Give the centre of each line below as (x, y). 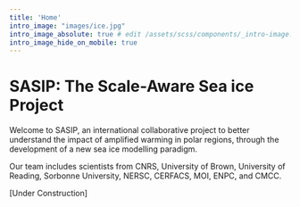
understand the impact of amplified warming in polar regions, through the (144, 140)
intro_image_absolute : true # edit (75, 34)
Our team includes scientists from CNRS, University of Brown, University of (147, 167)
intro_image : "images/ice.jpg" (67, 26)
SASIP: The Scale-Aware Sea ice (132, 87)
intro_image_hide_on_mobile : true (74, 42)
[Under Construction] (48, 194)
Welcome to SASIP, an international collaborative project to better (129, 130)
